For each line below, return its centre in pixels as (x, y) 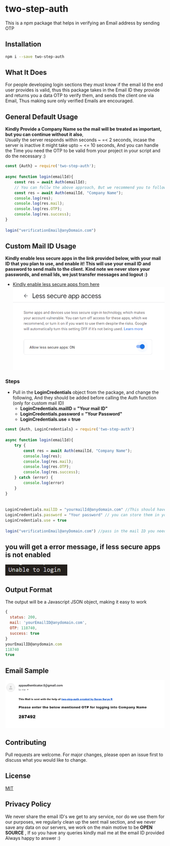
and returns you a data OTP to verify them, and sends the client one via (80, 96)
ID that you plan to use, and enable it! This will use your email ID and (78, 264)
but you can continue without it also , (44, 135)
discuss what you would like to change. (46, 760)
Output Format (29, 590)
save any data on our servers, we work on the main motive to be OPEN (79, 827)
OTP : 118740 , (24, 628)
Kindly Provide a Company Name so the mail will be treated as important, (83, 129)
